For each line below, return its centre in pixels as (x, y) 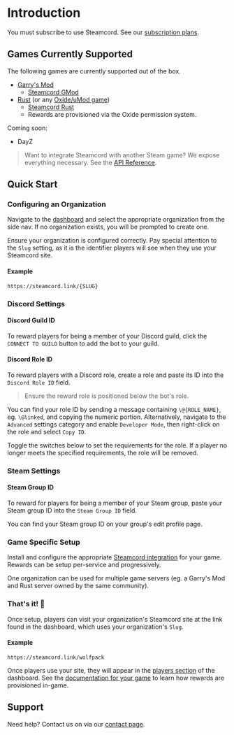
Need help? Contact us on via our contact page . (76, 724)
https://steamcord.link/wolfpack (56, 657)
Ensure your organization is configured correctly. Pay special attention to (112, 241)
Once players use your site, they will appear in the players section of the (111, 670)
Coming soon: (27, 128)
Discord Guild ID (31, 320)
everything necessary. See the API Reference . (90, 162)
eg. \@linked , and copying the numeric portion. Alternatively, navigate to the (117, 417)
